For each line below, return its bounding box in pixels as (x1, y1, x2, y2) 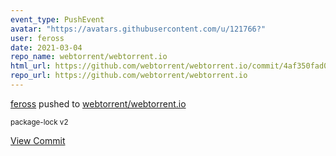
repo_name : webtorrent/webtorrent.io (10, 52, 168, 62)
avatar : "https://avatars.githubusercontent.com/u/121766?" (10, 24, 267, 34)
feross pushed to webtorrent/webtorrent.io (10, 97, 187, 110)
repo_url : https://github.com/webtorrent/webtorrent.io (10, 71, 248, 81)
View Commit (10, 134, 66, 146)
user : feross (10, 33, 65, 43)
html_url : (10, 61, 52, 71)
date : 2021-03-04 (10, 42, 83, 53)
